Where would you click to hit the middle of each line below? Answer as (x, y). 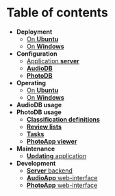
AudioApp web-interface (62, 177)
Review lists (44, 127)
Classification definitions (63, 119)
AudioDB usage (39, 105)
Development (36, 163)
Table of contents (57, 13)
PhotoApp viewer (52, 141)
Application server (53, 61)
